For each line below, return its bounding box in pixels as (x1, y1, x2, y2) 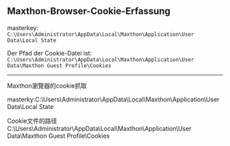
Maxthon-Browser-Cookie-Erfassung (7, 5, 171, 17)
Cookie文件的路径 (7, 117, 57, 125)
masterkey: (7, 23, 39, 32)
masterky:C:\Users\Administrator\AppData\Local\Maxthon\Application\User (7, 95, 220, 104)
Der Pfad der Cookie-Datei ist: (7, 49, 92, 57)
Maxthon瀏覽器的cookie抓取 (7, 82, 87, 90)
